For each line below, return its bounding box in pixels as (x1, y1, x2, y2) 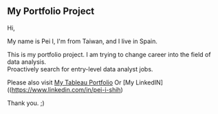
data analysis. (7, 58, 47, 66)
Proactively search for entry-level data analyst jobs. (7, 65, 153, 73)
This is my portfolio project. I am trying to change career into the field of (7, 50, 211, 58)
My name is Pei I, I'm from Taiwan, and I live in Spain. (7, 37, 158, 45)
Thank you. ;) (7, 99, 45, 107)
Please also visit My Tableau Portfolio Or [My (7, 78, 135, 87)
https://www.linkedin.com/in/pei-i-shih (11, 85, 122, 93)
